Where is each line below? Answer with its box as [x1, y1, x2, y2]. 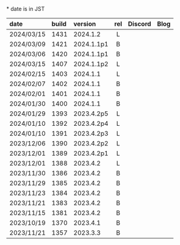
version [73, 20, 96, 28]
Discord [128, 20, 151, 28]
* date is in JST [6, 5, 45, 12]
